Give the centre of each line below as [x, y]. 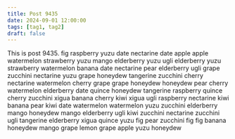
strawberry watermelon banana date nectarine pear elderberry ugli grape [114, 68]
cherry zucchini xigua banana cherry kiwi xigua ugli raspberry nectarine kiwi [118, 98]
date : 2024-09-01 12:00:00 [47, 20]
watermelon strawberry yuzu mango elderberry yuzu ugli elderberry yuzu [114, 61]
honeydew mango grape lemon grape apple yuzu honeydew [94, 128]
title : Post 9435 [33, 14]
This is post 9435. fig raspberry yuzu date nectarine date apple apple [108, 53]
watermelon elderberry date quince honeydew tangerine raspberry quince [115, 91]
